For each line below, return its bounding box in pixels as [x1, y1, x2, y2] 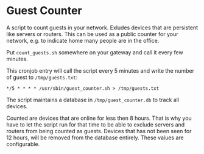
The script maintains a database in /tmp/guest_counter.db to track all [6, 96, 180, 103]
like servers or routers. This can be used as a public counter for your [6, 30, 178, 37]
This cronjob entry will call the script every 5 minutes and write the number [6, 67, 195, 74]
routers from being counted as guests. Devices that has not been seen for [6, 127, 192, 134]
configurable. [6, 140, 40, 147]
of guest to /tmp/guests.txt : [6, 73, 78, 81]
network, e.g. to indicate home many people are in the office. [6, 37, 160, 44]
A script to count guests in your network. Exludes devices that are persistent [6, 24, 199, 31]
